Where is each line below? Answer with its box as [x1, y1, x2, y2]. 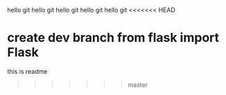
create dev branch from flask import [7, 30, 220, 45]
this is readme [7, 67, 48, 75]
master [128, 81, 148, 89]
